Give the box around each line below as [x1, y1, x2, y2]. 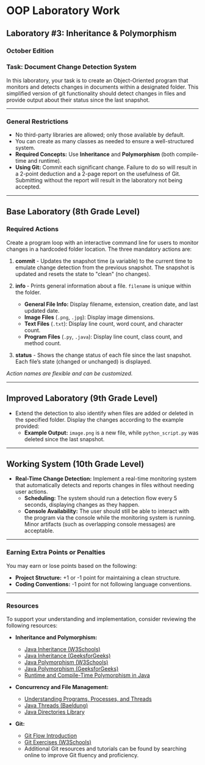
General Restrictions [6, 117, 69, 125]
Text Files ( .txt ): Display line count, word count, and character [24, 319, 183, 327]
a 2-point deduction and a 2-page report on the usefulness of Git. [15, 170, 181, 177]
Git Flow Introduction [24, 732, 77, 739]
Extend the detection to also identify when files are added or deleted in [15, 409, 194, 417]
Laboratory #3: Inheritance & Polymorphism [6, 28, 177, 39]
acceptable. [24, 527, 54, 534]
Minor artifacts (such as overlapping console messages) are [24, 521, 176, 528]
